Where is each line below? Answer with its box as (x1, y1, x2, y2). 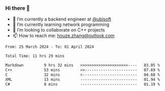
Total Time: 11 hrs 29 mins (5, 53, 65, 59)
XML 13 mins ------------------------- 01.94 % (5, 77, 160, 82)
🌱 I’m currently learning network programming (12, 21, 110, 27)
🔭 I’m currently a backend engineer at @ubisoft (12, 16, 112, 22)
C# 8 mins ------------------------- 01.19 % (5, 81, 160, 87)
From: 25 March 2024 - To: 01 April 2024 (5, 44, 94, 50)
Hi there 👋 (5, 5, 30, 12)
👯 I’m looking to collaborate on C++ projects (12, 27, 105, 33)
